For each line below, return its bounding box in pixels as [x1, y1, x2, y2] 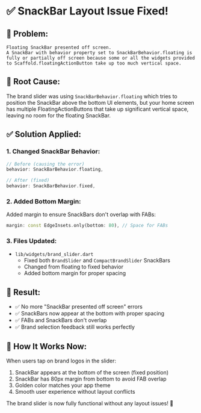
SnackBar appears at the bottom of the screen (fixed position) [14, 369, 169, 376]
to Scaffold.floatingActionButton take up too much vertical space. [6, 60, 182, 66]
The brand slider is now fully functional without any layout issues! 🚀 [6, 400, 173, 407]
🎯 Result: [6, 287, 41, 297]
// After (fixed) [6, 178, 50, 184]
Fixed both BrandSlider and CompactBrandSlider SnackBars [23, 257, 170, 264]
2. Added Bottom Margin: [6, 197, 81, 205]
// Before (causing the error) [6, 161, 85, 167]
